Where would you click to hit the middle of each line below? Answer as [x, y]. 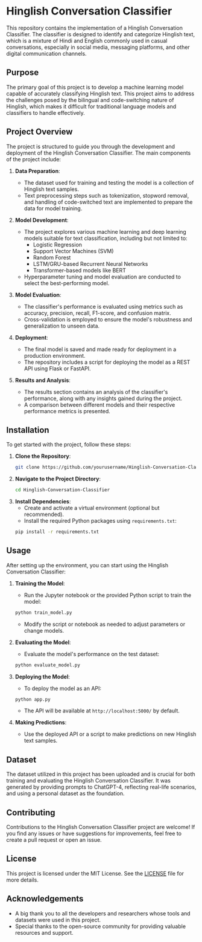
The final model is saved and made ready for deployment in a [100, 349]
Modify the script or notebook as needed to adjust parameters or [105, 624]
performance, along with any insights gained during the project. [103, 398]
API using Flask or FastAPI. [58, 368]
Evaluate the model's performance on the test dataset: [92, 654]
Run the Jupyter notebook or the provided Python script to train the [108, 595]
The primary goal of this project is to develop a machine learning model [95, 87]
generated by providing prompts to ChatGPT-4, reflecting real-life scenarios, [101, 787]
